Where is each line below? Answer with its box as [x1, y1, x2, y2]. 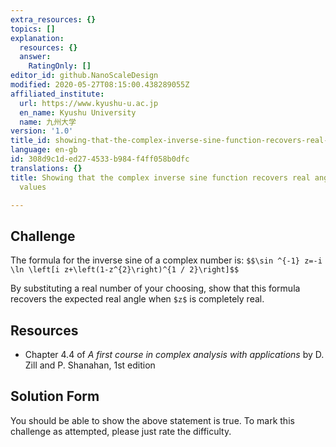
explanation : [10, 33, 65, 43]
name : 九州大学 [19, 117, 77, 127]
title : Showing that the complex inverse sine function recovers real [10, 172, 311, 183]
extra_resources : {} [10, 14, 97, 25]
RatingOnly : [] [28, 61, 92, 71]
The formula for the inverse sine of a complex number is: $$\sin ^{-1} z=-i [10, 254, 323, 266]
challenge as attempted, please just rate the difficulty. [10, 425, 232, 437]
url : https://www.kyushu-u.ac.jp [19, 98, 159, 108]
